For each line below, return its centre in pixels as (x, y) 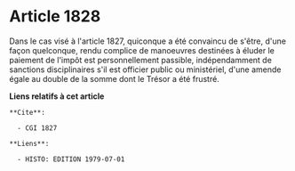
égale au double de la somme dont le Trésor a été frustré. (114, 78)
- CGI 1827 (37, 128)
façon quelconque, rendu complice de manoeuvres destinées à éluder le (142, 50)
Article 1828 (55, 16)
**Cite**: (28, 112)
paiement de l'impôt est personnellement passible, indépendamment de (141, 60)
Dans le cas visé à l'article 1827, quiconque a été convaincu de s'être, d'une (148, 41)
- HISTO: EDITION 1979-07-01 (71, 159)
